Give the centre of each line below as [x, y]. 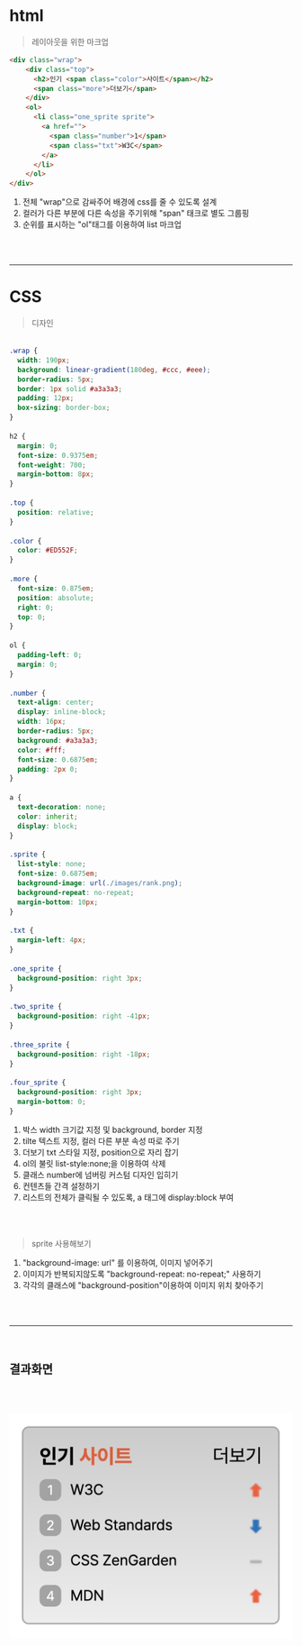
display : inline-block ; [62, 712]
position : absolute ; [56, 598]
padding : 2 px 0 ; [48, 769]
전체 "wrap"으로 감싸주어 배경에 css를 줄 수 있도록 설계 [120, 202]
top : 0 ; [32, 617]
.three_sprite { [40, 1045]
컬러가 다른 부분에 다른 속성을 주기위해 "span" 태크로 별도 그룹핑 [136, 214]
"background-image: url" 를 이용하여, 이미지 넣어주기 [118, 1262]
